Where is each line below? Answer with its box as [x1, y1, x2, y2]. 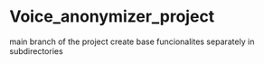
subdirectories [9, 45, 63, 56]
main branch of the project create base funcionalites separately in [9, 36, 255, 47]
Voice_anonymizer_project [9, 6, 215, 27]
